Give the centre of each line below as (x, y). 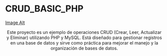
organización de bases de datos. (84, 48)
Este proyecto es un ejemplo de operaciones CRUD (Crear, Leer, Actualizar (84, 32)
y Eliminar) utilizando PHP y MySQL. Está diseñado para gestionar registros (84, 37)
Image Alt (15, 22)
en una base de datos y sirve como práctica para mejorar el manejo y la (84, 42)
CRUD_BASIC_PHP (44, 9)
